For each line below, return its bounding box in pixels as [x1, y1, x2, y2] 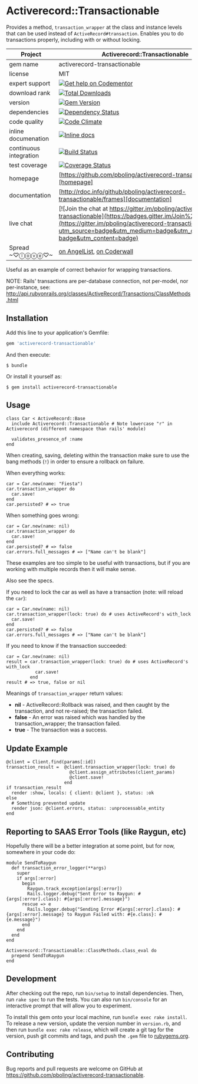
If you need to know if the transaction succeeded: [6, 643, 127, 650]
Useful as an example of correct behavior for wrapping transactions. [6, 266, 172, 273]
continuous [9, 144, 40, 152]
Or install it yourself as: [6, 373, 62, 380]
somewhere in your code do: [6, 849, 76, 856]
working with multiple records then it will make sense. [6, 566, 137, 573]
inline [9, 127, 24, 135]
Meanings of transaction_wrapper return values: [6, 690, 123, 697]
